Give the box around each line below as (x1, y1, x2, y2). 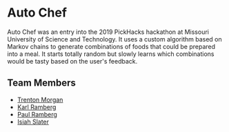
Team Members (7, 77, 76, 89)
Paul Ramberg (17, 110, 57, 118)
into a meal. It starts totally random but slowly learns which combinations (7, 50, 215, 58)
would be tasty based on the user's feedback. (7, 57, 138, 65)
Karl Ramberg (17, 102, 57, 111)
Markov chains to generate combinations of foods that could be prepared (7, 42, 216, 50)
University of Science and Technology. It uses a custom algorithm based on (7, 35, 222, 43)
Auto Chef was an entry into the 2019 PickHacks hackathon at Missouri (7, 28, 209, 36)
